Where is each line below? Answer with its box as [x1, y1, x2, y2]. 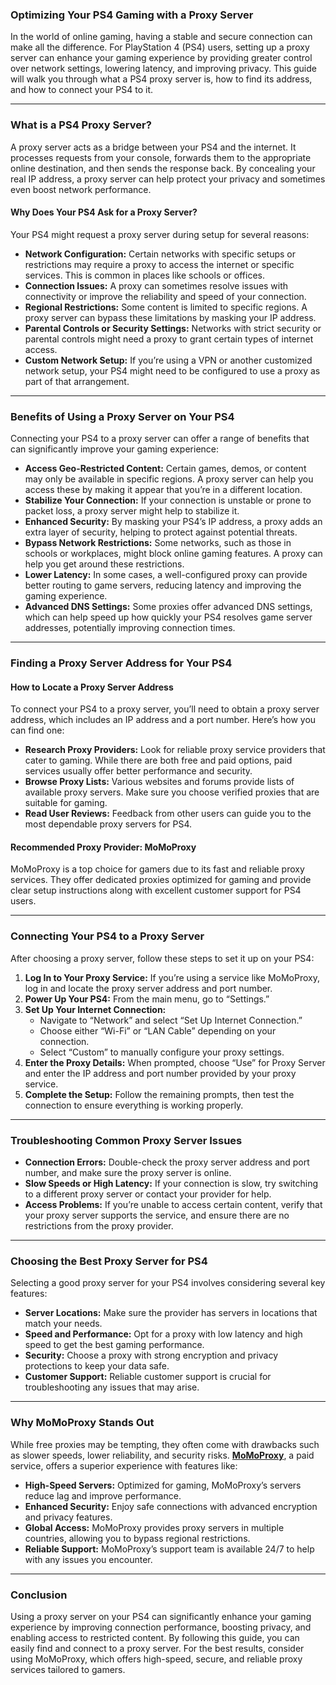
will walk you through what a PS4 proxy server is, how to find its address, [10, 73, 313, 85]
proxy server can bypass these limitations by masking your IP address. [24, 311, 317, 323]
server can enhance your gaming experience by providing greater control [10, 52, 313, 64]
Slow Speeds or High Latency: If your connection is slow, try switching [24, 1178, 319, 1190]
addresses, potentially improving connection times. [24, 622, 236, 634]
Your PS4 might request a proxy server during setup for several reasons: [10, 228, 310, 240]
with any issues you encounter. [24, 1553, 153, 1565]
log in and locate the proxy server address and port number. [24, 982, 273, 994]
